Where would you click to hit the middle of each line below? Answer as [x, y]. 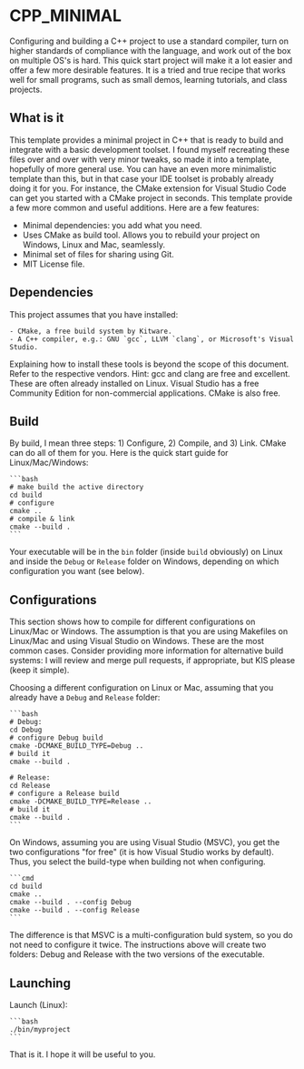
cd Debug [26, 730]
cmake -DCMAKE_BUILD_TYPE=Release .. [81, 802]
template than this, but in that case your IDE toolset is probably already [142, 178]
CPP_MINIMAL [66, 16]
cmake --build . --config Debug [70, 903]
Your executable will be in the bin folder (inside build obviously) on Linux [146, 552]
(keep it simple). [39, 671]
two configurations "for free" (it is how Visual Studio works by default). [142, 852]
